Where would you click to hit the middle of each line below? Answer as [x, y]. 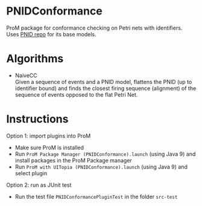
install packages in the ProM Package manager [74, 160]
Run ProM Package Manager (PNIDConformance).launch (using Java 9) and [105, 154]
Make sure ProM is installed [49, 147]
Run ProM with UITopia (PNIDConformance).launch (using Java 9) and [101, 167]
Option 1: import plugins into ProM [49, 136]
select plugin [31, 173]
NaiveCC [26, 75]
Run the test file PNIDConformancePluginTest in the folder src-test [96, 196]
